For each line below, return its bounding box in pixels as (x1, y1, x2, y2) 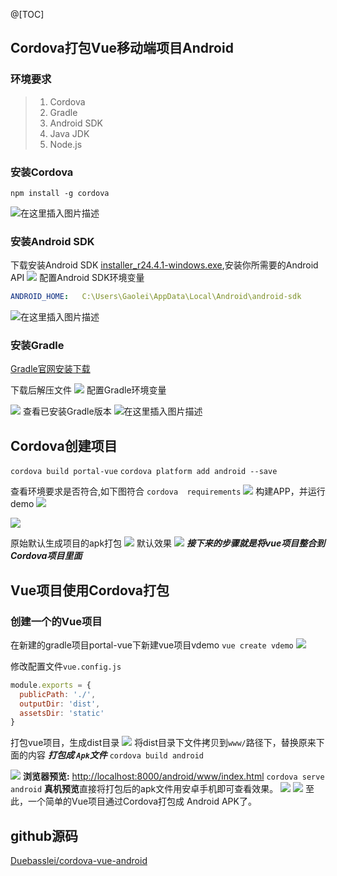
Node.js (49, 138, 83, 150)
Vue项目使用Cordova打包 (10, 582, 170, 599)
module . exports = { (10, 680, 92, 690)
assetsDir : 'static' (19, 708, 105, 718)
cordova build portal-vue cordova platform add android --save (10, 467, 278, 477)
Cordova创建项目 (10, 437, 118, 454)
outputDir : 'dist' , (19, 699, 101, 709)
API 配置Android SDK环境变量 (10, 272, 145, 284)
